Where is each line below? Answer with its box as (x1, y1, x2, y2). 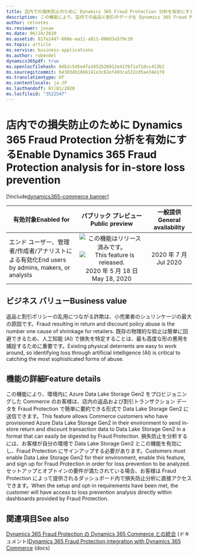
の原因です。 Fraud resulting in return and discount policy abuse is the (6, 320, 175, 327)
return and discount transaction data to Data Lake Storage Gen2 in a (19, 426, 186, 433)
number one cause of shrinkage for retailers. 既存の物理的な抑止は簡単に (6, 327, 183, 334)
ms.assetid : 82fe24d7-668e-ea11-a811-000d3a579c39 (6, 36, 133, 42)
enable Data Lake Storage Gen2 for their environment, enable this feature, (6, 454, 186, 461)
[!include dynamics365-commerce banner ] (6, 193, 109, 200)
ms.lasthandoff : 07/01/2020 (6, 86, 75, 92)
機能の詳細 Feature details (6, 373, 101, 384)
